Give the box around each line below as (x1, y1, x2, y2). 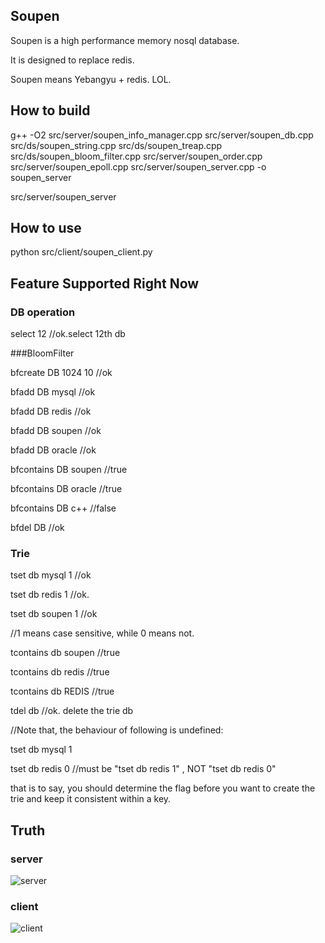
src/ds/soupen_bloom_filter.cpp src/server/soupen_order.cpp (10, 150, 263, 162)
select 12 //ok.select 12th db (10, 328, 126, 340)
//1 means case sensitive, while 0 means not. (10, 627, 195, 639)
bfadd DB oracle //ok (10, 444, 97, 456)
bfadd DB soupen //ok (10, 425, 102, 437)
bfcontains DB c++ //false (10, 502, 117, 514)
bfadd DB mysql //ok (10, 386, 96, 398)
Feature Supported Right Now (10, 275, 200, 292)
